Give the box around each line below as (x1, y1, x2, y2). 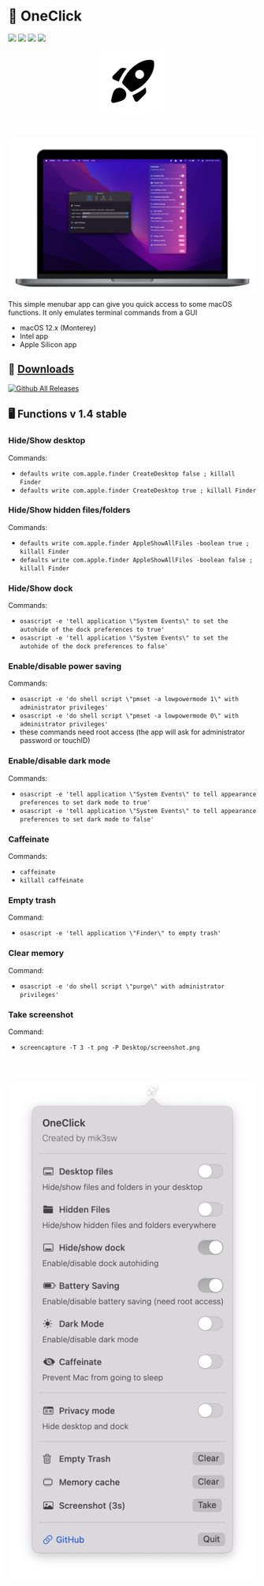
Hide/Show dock (8, 583, 73, 594)
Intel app (19, 331, 49, 341)
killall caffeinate (19, 876, 84, 884)
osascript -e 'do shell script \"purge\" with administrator (19, 982, 225, 991)
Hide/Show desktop (8, 435, 86, 446)
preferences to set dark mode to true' (19, 798, 151, 807)
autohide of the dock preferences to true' (19, 626, 165, 634)
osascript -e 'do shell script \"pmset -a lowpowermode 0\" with (19, 712, 239, 720)
